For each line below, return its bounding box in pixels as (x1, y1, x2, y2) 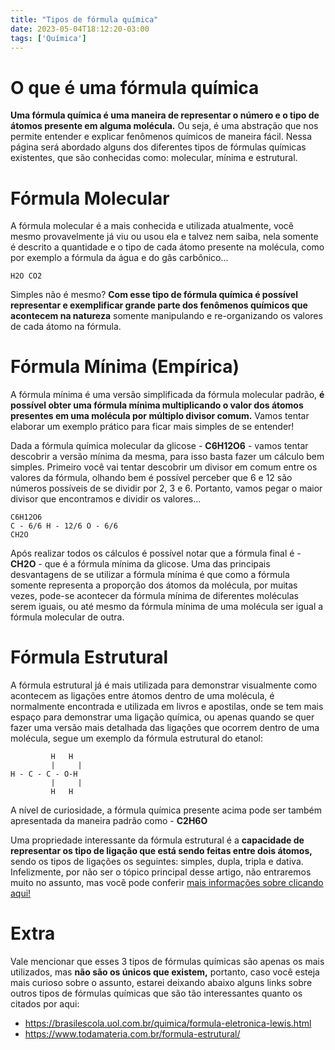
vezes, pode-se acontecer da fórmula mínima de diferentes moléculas (10, 590, 299, 602)
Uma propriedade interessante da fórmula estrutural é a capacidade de (10, 834, 305, 846)
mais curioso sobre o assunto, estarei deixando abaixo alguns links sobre (10, 977, 313, 989)
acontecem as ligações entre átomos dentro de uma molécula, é (10, 690, 275, 702)
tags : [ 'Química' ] (10, 33, 87, 43)
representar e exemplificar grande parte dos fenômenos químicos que (10, 299, 308, 311)
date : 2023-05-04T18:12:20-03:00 (10, 24, 150, 34)
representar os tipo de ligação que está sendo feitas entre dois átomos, (10, 845, 313, 857)
